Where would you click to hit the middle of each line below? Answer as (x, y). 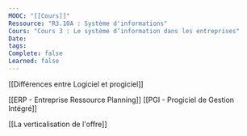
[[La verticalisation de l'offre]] (58, 124)
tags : (17, 46)
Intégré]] (23, 108)
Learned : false (34, 62)
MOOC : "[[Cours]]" (39, 16)
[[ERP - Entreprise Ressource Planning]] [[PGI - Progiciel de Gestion (121, 100)
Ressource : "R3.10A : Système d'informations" (88, 23)
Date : (17, 38)
